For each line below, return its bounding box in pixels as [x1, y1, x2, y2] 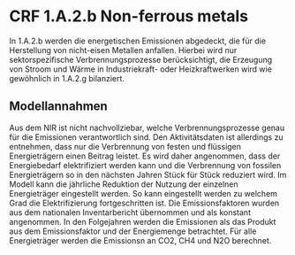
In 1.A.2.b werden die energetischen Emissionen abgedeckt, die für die [9, 35, 267, 46]
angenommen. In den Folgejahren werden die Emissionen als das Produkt [9, 216, 276, 227]
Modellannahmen [9, 99, 108, 114]
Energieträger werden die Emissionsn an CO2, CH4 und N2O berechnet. [9, 235, 272, 245]
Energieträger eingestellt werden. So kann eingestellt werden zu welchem [9, 188, 278, 198]
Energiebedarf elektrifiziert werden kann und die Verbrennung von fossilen [9, 159, 282, 170]
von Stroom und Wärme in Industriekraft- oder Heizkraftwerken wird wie [9, 64, 272, 74]
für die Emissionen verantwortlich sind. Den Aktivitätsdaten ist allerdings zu [9, 131, 284, 143]
